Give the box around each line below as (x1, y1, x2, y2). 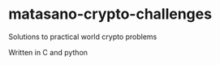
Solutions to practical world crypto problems (8, 32, 157, 41)
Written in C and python (8, 47, 88, 57)
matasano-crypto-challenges (8, 5, 213, 24)
